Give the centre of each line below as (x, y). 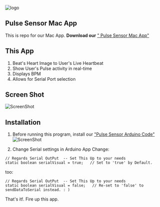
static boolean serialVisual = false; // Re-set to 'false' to (74, 186)
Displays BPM (27, 74)
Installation (23, 122)
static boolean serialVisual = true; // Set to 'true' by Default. (79, 163)
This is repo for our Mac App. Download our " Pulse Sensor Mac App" (77, 35)
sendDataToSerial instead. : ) (38, 190)
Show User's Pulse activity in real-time (52, 68)
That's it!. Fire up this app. (32, 199)
